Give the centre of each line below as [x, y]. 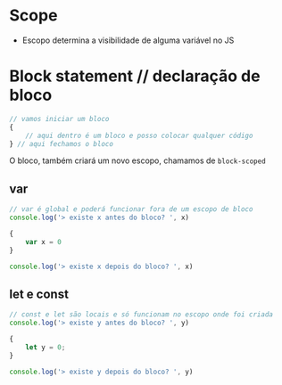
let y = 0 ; [46, 347]
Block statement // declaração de [135, 76]
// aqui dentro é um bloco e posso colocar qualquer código [139, 135]
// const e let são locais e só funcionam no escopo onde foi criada [141, 315]
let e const [39, 294]
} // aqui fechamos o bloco [62, 143]
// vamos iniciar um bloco [59, 119]
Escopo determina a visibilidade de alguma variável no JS [128, 40]
